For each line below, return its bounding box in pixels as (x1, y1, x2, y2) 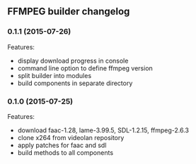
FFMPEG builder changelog (7, 6, 130, 18)
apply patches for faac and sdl (17, 141, 107, 149)
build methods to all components (17, 148, 114, 157)
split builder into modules (17, 71, 92, 80)
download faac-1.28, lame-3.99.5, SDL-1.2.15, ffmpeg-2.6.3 (17, 126, 190, 134)
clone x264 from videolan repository (17, 133, 125, 141)
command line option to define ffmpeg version (17, 63, 154, 72)
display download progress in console (17, 56, 129, 65)
